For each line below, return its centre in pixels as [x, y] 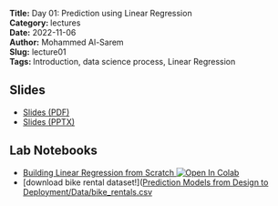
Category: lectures [45, 23]
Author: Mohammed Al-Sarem [67, 42]
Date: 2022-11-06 [43, 32]
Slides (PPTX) [49, 121]
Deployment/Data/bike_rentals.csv [88, 191]
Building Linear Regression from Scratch [98, 172]
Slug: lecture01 [38, 52]
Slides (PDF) [46, 112]
